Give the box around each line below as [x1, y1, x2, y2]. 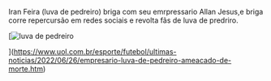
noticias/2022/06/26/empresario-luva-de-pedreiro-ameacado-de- [8, 56, 232, 65]
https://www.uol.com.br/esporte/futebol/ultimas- [13, 47, 177, 56]
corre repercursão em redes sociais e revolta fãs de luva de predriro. [8, 15, 239, 25]
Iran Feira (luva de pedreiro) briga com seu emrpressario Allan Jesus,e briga [8, 7, 264, 16]
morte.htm [8, 64, 43, 74]
